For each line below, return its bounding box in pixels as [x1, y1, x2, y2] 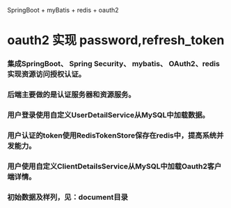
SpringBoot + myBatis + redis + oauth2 [7, 6, 120, 14]
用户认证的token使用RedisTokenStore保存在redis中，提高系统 [7, 130, 217, 140]
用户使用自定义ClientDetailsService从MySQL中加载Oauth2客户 [7, 161, 222, 171]
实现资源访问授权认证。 [7, 70, 86, 79]
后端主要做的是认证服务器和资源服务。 [7, 90, 136, 99]
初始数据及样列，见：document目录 [7, 192, 129, 202]
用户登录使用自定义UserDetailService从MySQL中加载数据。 [7, 110, 210, 120]
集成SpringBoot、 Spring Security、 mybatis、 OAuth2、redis [7, 59, 221, 69]
